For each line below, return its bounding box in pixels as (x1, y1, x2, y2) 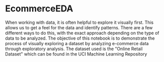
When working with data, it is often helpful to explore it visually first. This (5, 19, 154, 25)
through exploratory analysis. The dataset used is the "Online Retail (5, 46, 143, 52)
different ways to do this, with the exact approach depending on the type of (5, 30, 160, 36)
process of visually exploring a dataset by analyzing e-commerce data (5, 40, 149, 46)
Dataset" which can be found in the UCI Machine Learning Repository (5, 51, 147, 57)
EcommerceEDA (5, 3, 73, 14)
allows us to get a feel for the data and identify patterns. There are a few (5, 24, 153, 30)
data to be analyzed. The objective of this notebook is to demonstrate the (5, 35, 155, 41)
